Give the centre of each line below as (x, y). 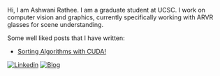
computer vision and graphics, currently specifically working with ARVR (110, 17)
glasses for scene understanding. (55, 25)
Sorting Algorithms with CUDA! (62, 51)
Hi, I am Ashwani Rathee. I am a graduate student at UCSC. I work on (107, 10)
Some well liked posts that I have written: (66, 38)
